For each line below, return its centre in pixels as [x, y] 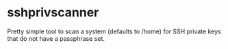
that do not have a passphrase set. [56, 38]
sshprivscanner [53, 13]
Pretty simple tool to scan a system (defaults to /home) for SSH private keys [114, 31]
